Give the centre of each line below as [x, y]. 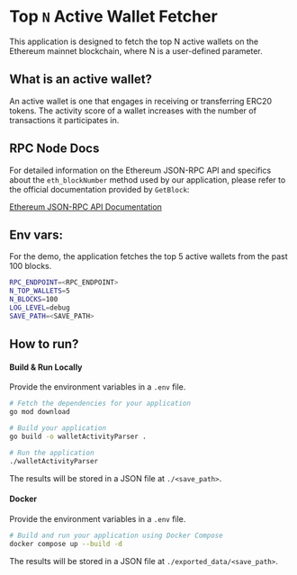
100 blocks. [31, 266]
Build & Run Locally [46, 367]
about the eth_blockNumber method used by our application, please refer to [148, 180]
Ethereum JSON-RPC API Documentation [85, 207]
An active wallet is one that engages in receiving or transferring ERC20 [141, 101]
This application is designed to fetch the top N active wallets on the [134, 41]
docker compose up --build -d [66, 544]
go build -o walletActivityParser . [78, 436]
